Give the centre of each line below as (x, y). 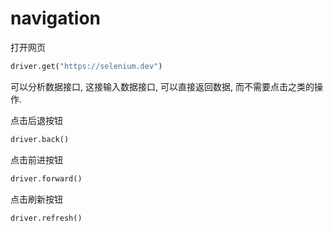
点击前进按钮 (36, 159)
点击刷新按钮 (36, 199)
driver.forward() (46, 178)
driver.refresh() (46, 218)
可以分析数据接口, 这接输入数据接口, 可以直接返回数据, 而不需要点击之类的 (162, 86)
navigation (55, 18)
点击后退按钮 (36, 120)
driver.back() (40, 139)
